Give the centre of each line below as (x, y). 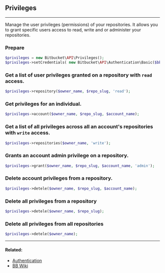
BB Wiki (20, 266)
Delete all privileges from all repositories (55, 224)
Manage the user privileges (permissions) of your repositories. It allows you (82, 25)
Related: (14, 249)
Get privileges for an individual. (43, 104)
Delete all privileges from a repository (51, 201)
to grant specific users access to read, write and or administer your (73, 29)
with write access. (28, 133)
